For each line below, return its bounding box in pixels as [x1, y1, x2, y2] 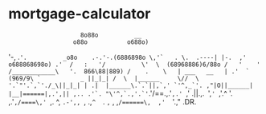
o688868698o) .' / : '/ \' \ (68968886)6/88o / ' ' [8, 61, 261, 69]
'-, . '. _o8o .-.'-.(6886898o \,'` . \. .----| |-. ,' [8, 52, 247, 61]
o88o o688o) [72, 37, 149, 46]
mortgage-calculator [8, 5, 151, 23]
